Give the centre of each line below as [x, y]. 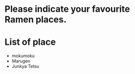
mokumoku [23, 56]
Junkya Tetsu [25, 66]
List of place [30, 42]
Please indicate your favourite [67, 9]
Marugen [21, 61]
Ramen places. [36, 19]
